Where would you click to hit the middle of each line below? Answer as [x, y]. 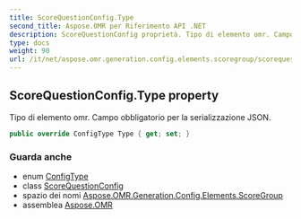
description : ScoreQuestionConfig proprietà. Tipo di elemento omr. [140, 34]
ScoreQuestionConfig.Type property [114, 96]
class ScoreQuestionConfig [73, 186]
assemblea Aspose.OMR [68, 205]
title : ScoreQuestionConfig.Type [72, 18]
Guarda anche [41, 156]
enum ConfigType [55, 176]
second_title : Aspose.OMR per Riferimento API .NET [107, 26]
